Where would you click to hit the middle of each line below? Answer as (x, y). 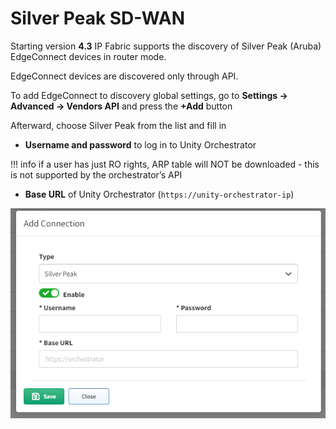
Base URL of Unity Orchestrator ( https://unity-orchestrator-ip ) (159, 194)
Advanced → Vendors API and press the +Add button (121, 106)
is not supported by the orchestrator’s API (96, 174)
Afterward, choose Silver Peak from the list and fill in (118, 125)
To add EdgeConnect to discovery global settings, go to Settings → (149, 95)
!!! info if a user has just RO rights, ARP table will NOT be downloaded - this (165, 164)
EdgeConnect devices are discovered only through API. (124, 76)
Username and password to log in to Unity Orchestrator (140, 144)
